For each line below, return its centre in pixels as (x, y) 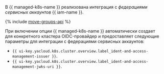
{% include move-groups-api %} (38, 22)
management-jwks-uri (33, 67)
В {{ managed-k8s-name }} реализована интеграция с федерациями (76, 7)
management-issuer (31, 56)
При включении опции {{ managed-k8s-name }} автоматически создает (80, 31)
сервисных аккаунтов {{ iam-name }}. (45, 12)
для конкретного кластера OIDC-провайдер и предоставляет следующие (82, 36)
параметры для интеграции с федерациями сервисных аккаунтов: (75, 41)
